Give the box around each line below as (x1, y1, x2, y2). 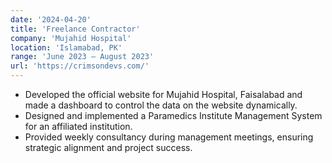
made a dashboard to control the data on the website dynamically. (24, 99, 298, 111)
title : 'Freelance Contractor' (10, 24, 141, 34)
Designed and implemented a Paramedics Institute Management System (24, 110, 323, 121)
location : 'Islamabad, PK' (10, 42, 123, 53)
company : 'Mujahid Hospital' (10, 33, 132, 43)
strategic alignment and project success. (24, 142, 193, 153)
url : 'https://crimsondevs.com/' (10, 61, 150, 71)
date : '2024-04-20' (10, 14, 92, 25)
